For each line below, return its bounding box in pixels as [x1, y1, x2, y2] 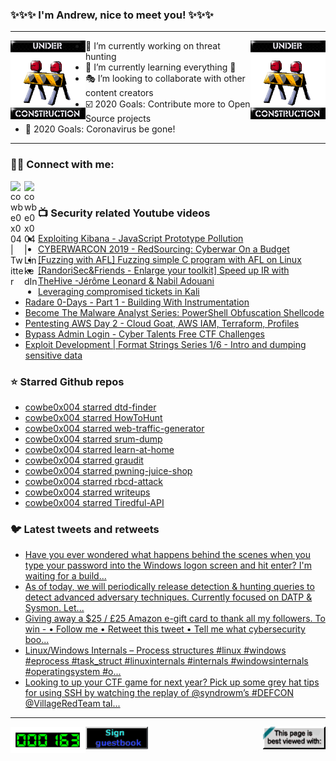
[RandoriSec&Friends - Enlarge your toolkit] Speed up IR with [38, 264, 290, 276]
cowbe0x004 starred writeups [24, 486, 151, 498]
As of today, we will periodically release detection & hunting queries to [24, 581, 315, 593]
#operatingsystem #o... [24, 666, 122, 678]
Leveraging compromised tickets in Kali [38, 285, 200, 297]
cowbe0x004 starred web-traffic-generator [24, 423, 205, 435]
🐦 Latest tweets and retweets [10, 523, 160, 537]
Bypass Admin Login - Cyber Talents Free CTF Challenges [24, 328, 265, 340]
